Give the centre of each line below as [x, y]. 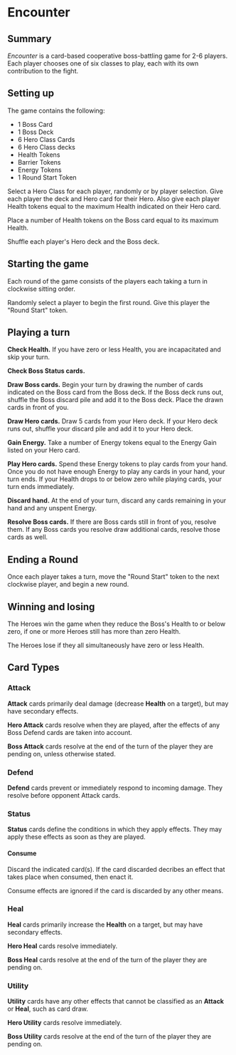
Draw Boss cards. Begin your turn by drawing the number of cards [106, 385]
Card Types [33, 668]
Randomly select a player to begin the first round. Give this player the [109, 302]
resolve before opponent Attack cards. [64, 796]
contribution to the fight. [43, 71]
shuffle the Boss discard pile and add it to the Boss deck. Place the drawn [116, 400]
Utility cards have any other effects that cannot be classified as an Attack [116, 1002]
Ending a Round [43, 559]
